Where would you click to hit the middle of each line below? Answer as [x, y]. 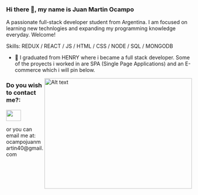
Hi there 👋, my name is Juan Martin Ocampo [70, 9]
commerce [28, 70]
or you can [19, 129]
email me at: [21, 135]
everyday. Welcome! [31, 35]
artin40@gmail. [25, 148]
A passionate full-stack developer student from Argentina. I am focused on [97, 22]
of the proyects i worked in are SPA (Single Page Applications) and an [99, 64]
